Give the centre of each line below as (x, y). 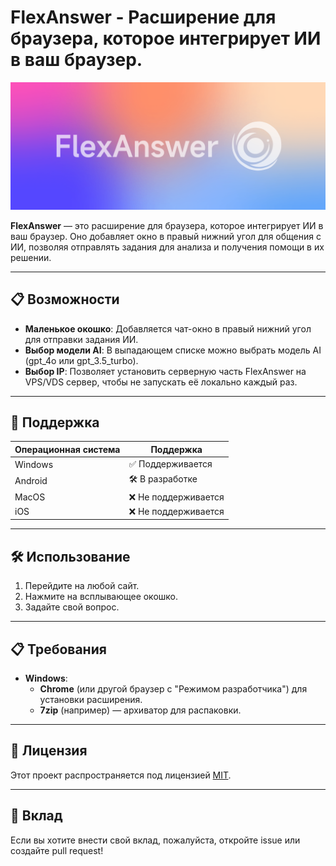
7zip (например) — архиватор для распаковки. (140, 710)
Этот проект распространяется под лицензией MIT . (121, 775)
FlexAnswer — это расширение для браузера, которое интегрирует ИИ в (167, 225)
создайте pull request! (57, 850)
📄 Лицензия (49, 751)
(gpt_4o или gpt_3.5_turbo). (81, 360)
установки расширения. (91, 699)
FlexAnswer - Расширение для (143, 17)
